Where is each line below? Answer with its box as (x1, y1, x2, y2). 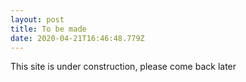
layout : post (10, 14, 65, 25)
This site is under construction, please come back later (10, 61, 237, 73)
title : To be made (10, 24, 87, 34)
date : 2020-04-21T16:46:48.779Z (10, 33, 145, 43)
